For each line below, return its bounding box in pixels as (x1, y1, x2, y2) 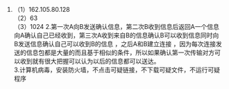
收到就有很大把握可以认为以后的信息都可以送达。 (19, 57, 160, 65)
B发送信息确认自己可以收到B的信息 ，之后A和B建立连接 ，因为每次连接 (13, 40, 217, 48)
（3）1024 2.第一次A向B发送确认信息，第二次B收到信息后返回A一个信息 (13, 23, 220, 30)
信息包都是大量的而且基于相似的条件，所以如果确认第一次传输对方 (26, 48, 215, 57)
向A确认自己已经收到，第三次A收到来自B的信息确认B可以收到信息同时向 (13, 31, 219, 39)
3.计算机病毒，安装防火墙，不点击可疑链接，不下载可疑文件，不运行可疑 (13, 66, 221, 74)
